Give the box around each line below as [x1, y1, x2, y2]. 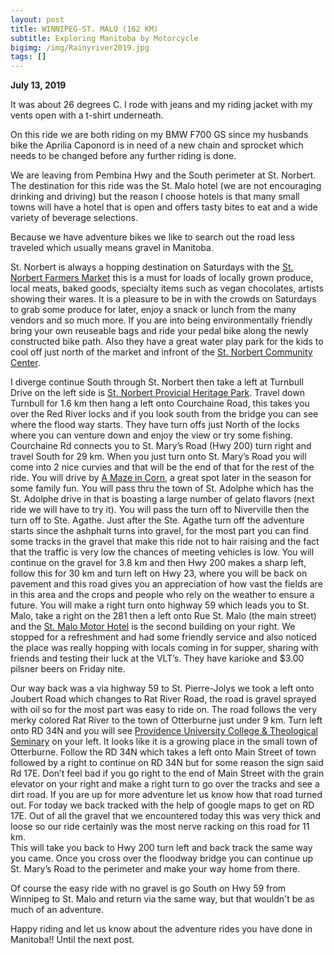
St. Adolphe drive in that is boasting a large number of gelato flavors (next [10, 493, 315, 505]
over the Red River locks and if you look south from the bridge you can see [10, 408, 319, 420]
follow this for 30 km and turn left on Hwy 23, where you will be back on [10, 567, 308, 580]
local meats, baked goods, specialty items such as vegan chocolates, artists [10, 282, 324, 295]
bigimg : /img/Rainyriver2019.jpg [10, 42, 150, 53]
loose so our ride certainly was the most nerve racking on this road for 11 [10, 821, 310, 833]
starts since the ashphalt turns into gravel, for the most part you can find [10, 525, 309, 537]
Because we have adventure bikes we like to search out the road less [10, 231, 295, 243]
